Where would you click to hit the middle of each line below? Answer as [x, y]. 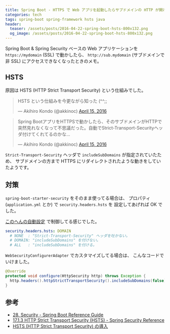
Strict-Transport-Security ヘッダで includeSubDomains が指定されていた [81, 154]
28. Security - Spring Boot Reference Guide [58, 315]
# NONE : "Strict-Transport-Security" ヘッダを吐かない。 [70, 236]
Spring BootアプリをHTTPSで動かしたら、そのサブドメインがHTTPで [90, 121]
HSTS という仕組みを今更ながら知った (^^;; [62, 101]
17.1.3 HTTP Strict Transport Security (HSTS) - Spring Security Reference [88, 320]
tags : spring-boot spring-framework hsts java [55, 19]
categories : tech [24, 15]
